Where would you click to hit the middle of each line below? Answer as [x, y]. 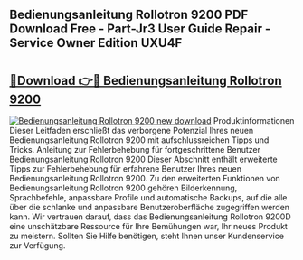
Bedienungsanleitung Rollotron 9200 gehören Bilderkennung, [123, 188]
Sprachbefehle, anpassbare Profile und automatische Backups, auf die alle [148, 197]
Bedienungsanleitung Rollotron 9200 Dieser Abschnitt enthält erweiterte [143, 159]
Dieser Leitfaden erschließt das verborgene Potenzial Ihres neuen [132, 130]
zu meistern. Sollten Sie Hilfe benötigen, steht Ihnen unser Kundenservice [147, 236]
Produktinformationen [254, 121]
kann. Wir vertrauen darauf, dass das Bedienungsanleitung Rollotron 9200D [150, 217]
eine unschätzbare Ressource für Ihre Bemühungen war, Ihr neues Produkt [148, 226]
